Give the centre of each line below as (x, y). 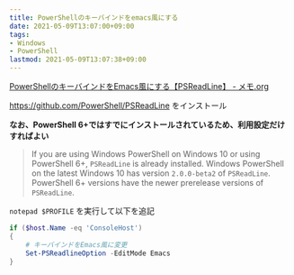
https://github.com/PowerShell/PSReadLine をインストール (118, 105)
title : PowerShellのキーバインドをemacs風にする (94, 18)
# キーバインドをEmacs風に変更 (76, 244)
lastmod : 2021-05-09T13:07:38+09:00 (78, 60)
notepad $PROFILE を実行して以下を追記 (82, 211)
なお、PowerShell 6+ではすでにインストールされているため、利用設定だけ (147, 124)
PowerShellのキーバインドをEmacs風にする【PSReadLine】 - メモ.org (139, 86)
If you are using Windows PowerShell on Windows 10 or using (146, 154)
